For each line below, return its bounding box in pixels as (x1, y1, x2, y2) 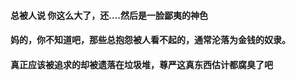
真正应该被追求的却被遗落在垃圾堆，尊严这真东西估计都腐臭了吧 (10, 58, 273, 70)
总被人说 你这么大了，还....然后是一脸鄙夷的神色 (10, 9, 209, 21)
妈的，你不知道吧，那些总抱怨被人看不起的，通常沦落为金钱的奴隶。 (10, 34, 291, 46)
